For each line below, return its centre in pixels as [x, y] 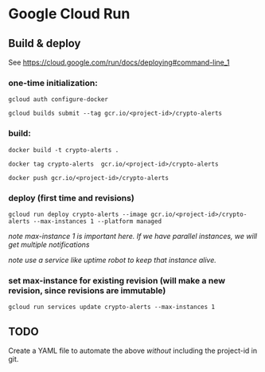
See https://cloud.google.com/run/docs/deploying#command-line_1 [119, 62]
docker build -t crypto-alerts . [64, 150]
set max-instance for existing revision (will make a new [117, 280]
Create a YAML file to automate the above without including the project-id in [132, 350]
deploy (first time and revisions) [72, 198]
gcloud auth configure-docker [58, 100]
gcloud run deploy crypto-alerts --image [78, 214]
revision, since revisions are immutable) [87, 290]
